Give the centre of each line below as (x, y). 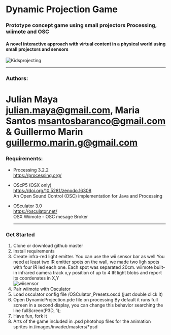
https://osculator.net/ (35, 211)
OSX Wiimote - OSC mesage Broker (50, 216)
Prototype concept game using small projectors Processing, (81, 25)
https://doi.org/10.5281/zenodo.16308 (52, 190)
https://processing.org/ (37, 175)
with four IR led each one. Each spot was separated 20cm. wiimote (83, 267)
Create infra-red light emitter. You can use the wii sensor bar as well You (89, 257)
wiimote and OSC (28, 32)
